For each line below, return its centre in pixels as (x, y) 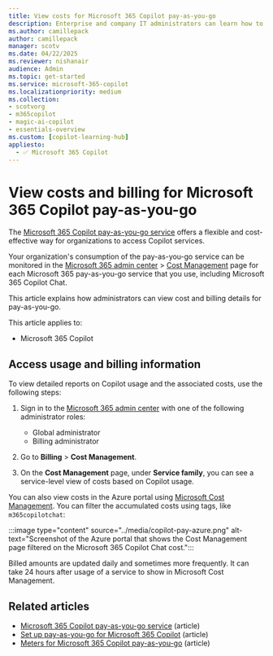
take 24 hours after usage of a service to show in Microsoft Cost (116, 572)
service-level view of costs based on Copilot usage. (107, 482)
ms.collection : (34, 99)
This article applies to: (45, 323)
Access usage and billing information (105, 364)
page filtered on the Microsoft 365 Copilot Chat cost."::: (101, 548)
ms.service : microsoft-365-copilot (69, 84)
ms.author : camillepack (49, 31)
